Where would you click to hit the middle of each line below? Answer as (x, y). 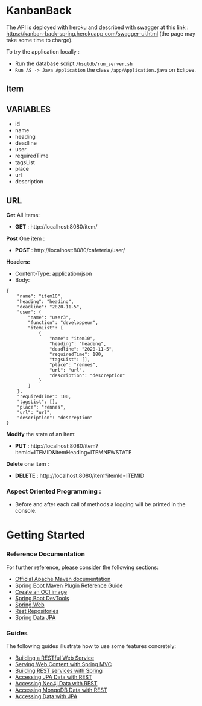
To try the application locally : (43, 51)
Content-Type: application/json (53, 273)
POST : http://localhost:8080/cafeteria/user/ (70, 250)
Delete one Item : (28, 464)
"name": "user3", (49, 317)
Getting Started (46, 535)
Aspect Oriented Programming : (54, 491)
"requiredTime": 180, (76, 354)
